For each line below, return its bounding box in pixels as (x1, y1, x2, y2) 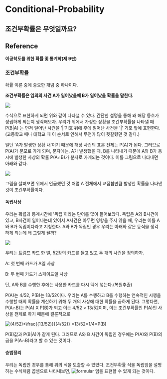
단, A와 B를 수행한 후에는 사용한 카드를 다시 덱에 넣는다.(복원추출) (5, 281, 133, 288)
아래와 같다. (5, 160, 28, 166)
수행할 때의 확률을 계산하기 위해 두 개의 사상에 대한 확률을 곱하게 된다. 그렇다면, (5, 298, 160, 304)
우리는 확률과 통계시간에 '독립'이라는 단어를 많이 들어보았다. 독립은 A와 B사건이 (5, 211, 159, 217)
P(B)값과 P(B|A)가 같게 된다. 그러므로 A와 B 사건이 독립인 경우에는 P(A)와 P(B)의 (5, 331, 163, 337)
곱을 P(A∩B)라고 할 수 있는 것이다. (5, 337, 72, 343)
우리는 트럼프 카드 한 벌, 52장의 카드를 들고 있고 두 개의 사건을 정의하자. (5, 250, 145, 256)
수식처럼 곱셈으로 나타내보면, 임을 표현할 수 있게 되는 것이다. (14, 368, 155, 374)
